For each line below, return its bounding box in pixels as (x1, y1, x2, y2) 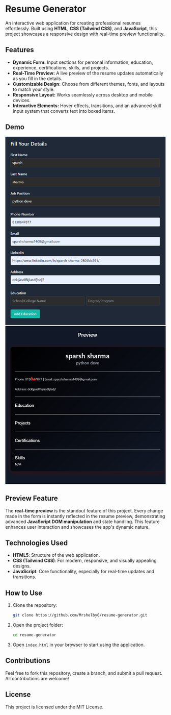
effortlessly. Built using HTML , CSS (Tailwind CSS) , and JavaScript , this (5, 25, 157, 31)
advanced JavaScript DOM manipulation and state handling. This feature (5, 519, 160, 525)
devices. (12, 97, 31, 103)
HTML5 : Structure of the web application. (12, 552, 100, 558)
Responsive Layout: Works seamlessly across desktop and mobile (12, 91, 153, 97)
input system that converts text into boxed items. (12, 108, 116, 114)
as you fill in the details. (12, 75, 63, 82)
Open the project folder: (12, 622, 64, 628)
